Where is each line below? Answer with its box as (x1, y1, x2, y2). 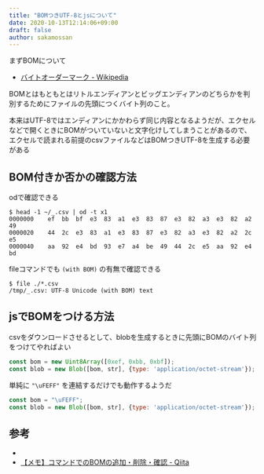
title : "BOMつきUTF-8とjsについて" (9, 11, 117, 20)
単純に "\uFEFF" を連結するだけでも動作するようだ (9, 380, 172, 389)
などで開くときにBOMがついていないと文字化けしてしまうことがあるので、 (9, 126, 251, 135)
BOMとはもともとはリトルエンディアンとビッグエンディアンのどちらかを (9, 89, 244, 99)
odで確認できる (9, 193, 59, 202)
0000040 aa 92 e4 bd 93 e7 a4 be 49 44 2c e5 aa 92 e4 (9, 242, 252, 251)
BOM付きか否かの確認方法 (9, 170, 137, 184)
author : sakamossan (9, 33, 73, 42)
